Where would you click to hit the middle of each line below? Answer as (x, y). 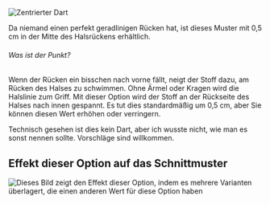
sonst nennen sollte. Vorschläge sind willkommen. (91, 138)
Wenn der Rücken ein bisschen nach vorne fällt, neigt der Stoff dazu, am (129, 80)
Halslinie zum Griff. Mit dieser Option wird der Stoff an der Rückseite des (129, 97)
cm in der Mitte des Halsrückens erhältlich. (79, 37)
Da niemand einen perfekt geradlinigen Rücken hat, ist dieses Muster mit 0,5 (135, 28)
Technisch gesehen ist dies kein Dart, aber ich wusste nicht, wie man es (128, 129)
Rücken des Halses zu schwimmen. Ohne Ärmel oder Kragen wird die (124, 88)
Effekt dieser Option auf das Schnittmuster (118, 163)
